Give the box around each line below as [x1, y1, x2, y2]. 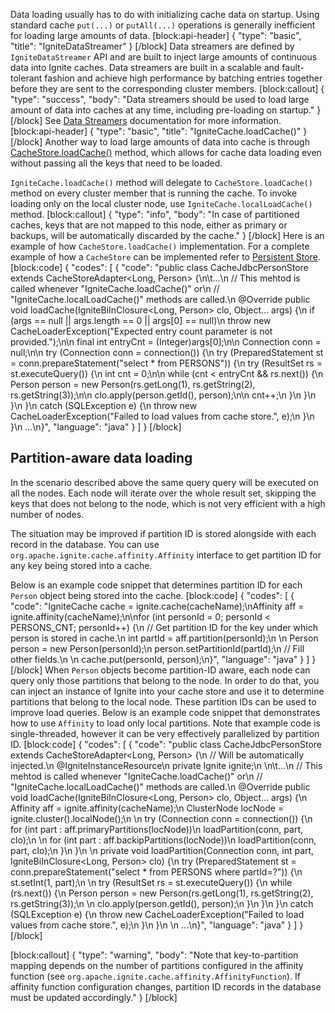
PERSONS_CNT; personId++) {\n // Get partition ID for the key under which [10, 621, 318, 633]
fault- [281, 62, 305, 73]
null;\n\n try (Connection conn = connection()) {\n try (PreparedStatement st [10, 347, 324, 358]
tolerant [10, 72, 43, 84]
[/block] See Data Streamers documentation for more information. [10, 115, 282, 126]
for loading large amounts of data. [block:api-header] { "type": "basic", [10, 30, 302, 41]
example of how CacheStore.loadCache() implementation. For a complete [10, 240, 310, 252]
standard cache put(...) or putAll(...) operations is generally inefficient [10, 19, 316, 31]
